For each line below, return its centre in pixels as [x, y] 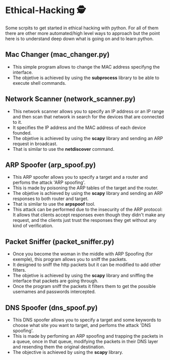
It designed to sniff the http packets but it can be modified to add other [87, 265]
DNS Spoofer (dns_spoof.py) [52, 307]
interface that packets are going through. [56, 281]
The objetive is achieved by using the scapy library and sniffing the [83, 276]
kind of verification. [33, 226]
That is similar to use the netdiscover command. [63, 149]
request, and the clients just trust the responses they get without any [84, 220]
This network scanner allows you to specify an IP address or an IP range [88, 111]
